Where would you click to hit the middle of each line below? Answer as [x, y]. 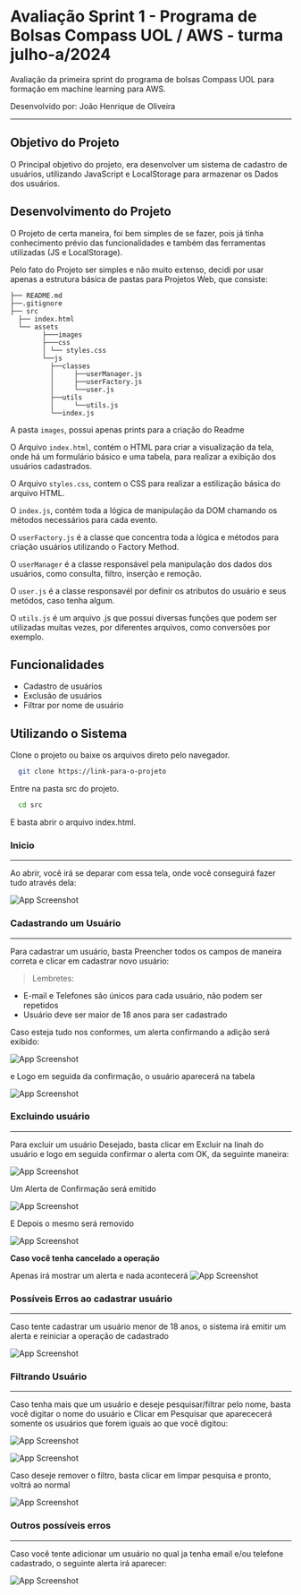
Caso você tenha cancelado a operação [85, 1258]
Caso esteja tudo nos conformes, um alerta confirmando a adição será [140, 1032]
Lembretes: [53, 978]
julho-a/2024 [61, 55]
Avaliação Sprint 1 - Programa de [134, 17]
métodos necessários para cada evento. [84, 519]
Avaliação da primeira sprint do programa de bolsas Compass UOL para [142, 79]
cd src [30, 805]
